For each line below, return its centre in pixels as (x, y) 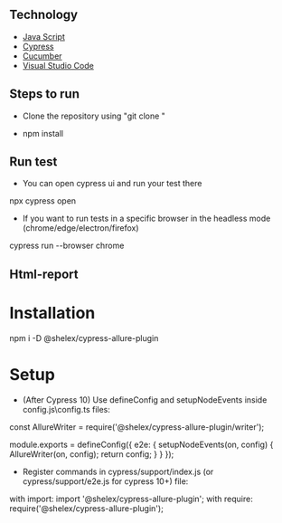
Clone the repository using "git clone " (94, 116)
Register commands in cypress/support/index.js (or (118, 471)
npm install (43, 133)
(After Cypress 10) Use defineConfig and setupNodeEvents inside (145, 399)
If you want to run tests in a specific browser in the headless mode (146, 219)
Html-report (44, 274)
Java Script (43, 36)
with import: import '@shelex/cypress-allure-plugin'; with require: (131, 499)
